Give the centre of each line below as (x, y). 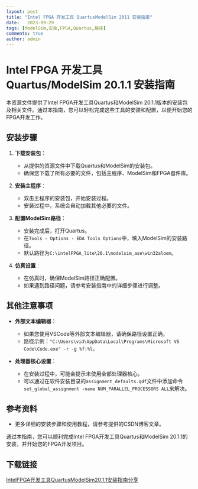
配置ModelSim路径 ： (40, 218)
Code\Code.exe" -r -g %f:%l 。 (61, 348)
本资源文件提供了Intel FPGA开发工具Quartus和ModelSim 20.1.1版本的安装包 (97, 102)
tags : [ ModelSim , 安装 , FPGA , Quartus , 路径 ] (56, 28)
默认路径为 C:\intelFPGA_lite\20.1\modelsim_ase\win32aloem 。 (100, 252)
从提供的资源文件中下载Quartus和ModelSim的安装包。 (89, 166)
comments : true (25, 34)
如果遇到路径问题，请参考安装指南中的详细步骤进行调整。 (93, 285)
